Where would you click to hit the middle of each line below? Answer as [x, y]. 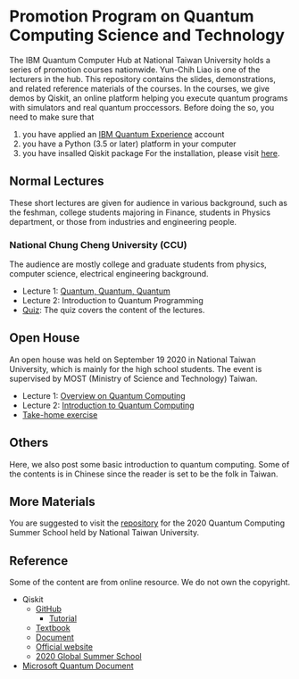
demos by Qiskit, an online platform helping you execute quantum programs [149, 98]
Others [29, 443]
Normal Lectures [57, 182]
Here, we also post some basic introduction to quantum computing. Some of [149, 464]
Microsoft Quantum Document [78, 666]
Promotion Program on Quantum [132, 17]
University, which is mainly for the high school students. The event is [136, 368]
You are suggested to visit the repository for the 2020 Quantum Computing [147, 523]
